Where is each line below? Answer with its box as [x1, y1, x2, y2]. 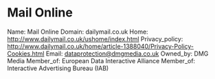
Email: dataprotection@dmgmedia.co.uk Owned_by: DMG [45, 49, 209, 58]
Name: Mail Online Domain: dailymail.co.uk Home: [7, 27, 149, 36]
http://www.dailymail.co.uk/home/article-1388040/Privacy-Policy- [7, 42, 194, 50]
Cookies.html [7, 49, 45, 58]
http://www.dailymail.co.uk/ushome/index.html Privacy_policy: [7, 34, 183, 43]
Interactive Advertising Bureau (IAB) [7, 64, 109, 72]
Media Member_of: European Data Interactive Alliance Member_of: [7, 56, 196, 65]
